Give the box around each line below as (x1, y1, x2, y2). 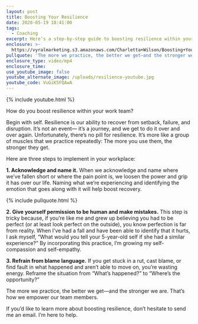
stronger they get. (6, 144, 50, 151)
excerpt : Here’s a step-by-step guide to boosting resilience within (6, 36, 181, 42)
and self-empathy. (37, 246, 81, 253)
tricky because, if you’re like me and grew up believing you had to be (6, 214, 174, 221)
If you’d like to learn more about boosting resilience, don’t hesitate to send (6, 305, 186, 312)
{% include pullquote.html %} (6, 197, 78, 204)
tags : (6, 25, 19, 31)
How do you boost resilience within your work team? (6, 107, 134, 114)
